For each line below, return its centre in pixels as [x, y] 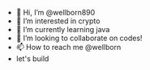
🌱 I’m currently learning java [63, 29]
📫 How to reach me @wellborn [69, 47]
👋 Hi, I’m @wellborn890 [56, 12]
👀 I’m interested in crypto [58, 21]
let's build [32, 59]
